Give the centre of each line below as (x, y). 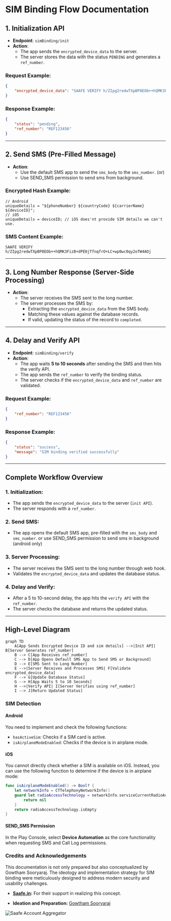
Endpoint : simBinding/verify (43, 353)
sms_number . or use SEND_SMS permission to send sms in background (86, 538)
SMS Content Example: (34, 236)
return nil (35, 800)
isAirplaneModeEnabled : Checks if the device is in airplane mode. (80, 742)
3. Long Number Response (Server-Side (70, 272)
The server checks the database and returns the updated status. (80, 609)
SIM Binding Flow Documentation (77, 9)
